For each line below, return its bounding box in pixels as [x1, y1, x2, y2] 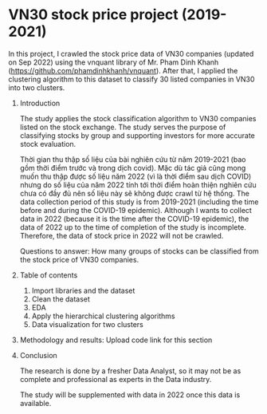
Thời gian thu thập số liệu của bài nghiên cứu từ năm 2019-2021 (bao [19, 154, 246, 164]
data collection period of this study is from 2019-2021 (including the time [19, 197, 259, 207]
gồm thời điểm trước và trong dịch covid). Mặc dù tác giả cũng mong [19, 163, 246, 172]
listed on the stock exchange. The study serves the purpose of [19, 122, 226, 132]
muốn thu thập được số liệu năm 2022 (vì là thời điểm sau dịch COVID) [19, 172, 252, 181]
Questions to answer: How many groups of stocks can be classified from [19, 246, 259, 256]
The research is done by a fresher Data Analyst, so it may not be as [19, 365, 241, 376]
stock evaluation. [19, 139, 77, 148]
